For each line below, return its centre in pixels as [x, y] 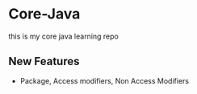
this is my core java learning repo [63, 36]
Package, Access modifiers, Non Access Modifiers [105, 80]
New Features [44, 61]
